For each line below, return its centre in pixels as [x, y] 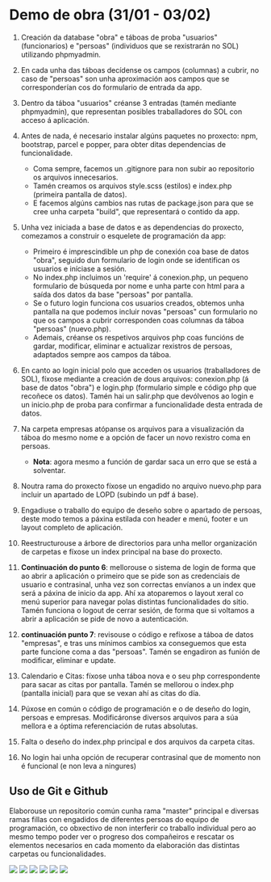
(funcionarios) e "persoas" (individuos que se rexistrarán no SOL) [130, 45]
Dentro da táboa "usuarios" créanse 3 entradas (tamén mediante [129, 103]
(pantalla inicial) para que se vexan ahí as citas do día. [110, 693]
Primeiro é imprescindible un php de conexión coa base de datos [141, 251]
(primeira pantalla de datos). [80, 194]
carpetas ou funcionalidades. [58, 854]
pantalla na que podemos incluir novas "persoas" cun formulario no [145, 311]
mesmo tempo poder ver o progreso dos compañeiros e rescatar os [122, 836]
